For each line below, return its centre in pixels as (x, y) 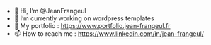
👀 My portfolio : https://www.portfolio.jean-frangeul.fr (92, 26)
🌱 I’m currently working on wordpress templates (84, 18)
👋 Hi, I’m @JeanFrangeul (50, 11)
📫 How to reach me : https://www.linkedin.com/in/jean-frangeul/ (109, 34)
